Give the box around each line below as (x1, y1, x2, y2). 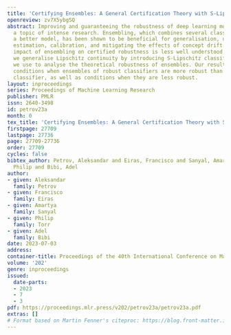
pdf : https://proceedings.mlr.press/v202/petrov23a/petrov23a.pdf (7, 304, 201, 312)
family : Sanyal (13, 208, 57, 215)
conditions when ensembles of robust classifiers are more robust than (13, 67, 223, 74)
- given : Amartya (7, 202, 57, 209)
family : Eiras (13, 195, 54, 203)
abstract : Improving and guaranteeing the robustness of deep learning (7, 23, 217, 30)
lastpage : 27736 (7, 131, 54, 138)
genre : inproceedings (7, 266, 69, 272)
